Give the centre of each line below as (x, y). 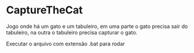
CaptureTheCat (45, 10)
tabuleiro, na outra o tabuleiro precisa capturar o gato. (72, 32)
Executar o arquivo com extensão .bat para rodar (66, 44)
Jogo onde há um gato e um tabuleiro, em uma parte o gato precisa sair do (97, 26)
